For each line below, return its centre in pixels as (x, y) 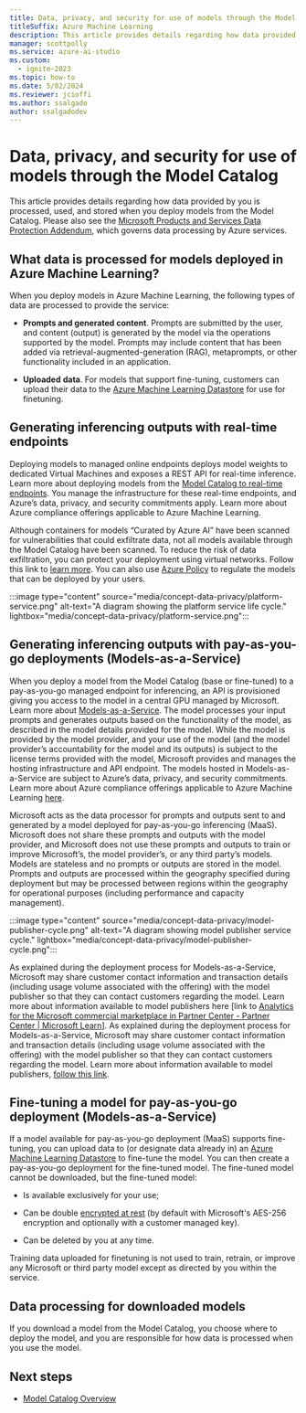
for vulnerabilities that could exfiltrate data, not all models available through (151, 539)
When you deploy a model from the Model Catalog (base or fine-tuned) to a (152, 681)
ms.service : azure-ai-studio (65, 52)
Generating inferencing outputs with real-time (143, 427)
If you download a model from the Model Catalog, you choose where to (143, 1328)
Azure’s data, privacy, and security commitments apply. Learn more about (148, 503)
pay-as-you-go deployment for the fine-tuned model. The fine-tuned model (152, 1168)
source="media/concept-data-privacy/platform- (192, 596)
